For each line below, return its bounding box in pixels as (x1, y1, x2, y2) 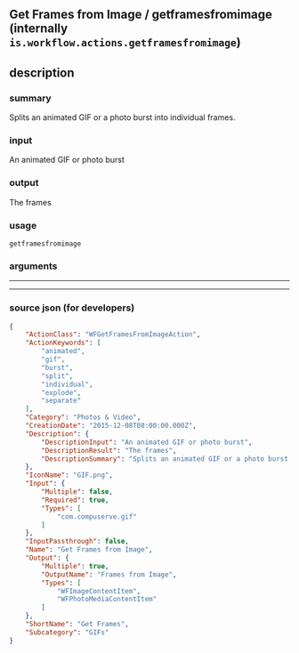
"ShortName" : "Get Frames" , (25, 620, 129, 629)
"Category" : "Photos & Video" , (25, 413, 141, 422)
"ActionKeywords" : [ (25, 338, 101, 348)
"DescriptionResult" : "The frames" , (41, 446, 177, 455)
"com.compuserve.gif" (56, 512, 138, 521)
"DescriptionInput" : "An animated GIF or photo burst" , (41, 438, 253, 447)
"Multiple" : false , (41, 488, 114, 496)
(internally (9, 21, 69, 36)
